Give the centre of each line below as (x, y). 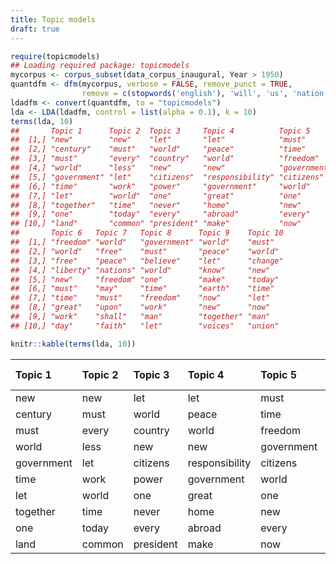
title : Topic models (53, 19)
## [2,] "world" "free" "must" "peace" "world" (145, 251)
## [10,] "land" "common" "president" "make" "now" (156, 224)
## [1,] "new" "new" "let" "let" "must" (158, 140)
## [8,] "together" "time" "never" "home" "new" (156, 205)
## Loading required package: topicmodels (100, 66)
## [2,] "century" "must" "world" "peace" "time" (158, 149)
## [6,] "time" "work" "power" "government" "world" (160, 186)
